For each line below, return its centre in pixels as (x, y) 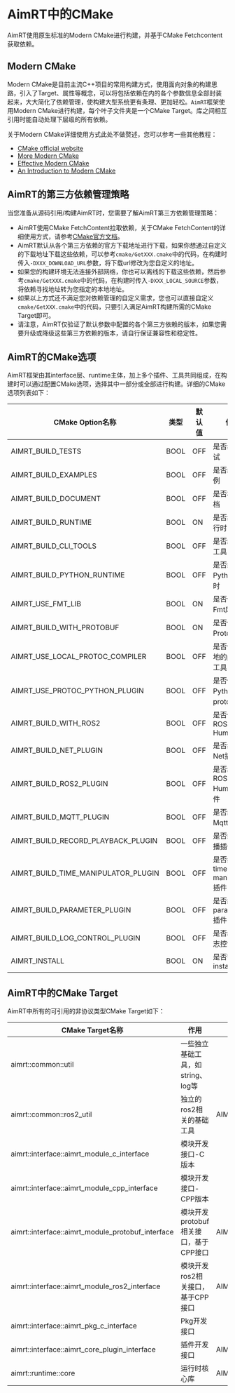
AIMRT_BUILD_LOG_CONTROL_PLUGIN (76, 938)
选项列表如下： (29, 393)
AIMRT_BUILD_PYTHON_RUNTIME (68, 575)
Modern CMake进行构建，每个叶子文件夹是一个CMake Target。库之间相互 (120, 110)
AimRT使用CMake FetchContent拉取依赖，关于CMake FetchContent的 (119, 227)
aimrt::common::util (42, 1065)
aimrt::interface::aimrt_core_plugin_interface (83, 1349)
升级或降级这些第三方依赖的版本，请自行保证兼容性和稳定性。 (112, 333)
